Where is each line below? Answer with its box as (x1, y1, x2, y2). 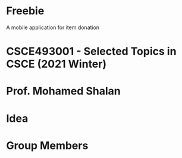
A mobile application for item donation (6, 24, 100, 31)
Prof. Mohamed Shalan (6, 84, 121, 98)
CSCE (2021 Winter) (6, 58, 107, 71)
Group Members (6, 138, 89, 152)
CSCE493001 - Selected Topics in (6, 45, 177, 58)
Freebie (6, 4, 45, 18)
